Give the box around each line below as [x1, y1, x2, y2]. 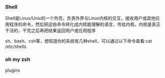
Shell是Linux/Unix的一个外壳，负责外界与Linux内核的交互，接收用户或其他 [5, 15, 156, 21]
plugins [5, 67, 20, 73]
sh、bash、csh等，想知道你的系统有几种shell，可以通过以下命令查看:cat [5, 38, 152, 44]
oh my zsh [5, 56, 31, 63]
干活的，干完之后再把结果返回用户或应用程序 [5, 28, 96, 34]
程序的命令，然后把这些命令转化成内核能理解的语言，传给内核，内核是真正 [9, 21, 161, 28]
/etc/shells [5, 43, 27, 50]
